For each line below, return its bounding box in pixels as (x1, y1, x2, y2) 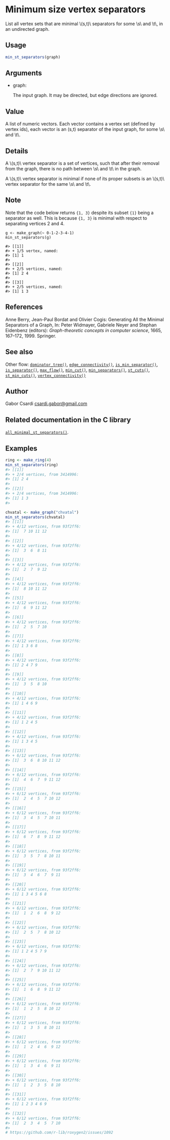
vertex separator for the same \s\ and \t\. (5, 181, 91, 187)
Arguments (5, 69, 42, 78)
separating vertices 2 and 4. (5, 220, 65, 226)
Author (5, 387, 28, 396)
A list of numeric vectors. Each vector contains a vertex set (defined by (5, 121, 155, 127)
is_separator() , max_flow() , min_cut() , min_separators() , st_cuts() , (5, 366, 150, 373)
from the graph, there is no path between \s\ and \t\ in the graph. (5, 166, 142, 172)
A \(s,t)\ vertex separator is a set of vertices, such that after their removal (5, 160, 160, 166)
